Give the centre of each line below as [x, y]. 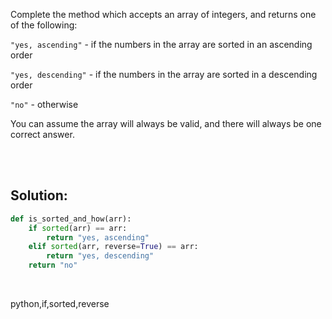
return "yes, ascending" [98, 237]
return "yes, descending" [100, 256]
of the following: [44, 25]
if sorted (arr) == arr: [78, 228]
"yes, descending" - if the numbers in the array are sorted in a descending [164, 74]
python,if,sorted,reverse [60, 304]
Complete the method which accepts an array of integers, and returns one [163, 14]
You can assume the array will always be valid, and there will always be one [166, 123]
